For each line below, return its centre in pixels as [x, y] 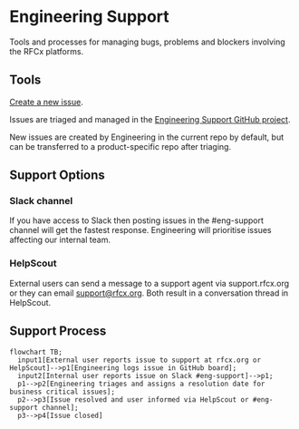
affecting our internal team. [60, 240]
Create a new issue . [46, 102]
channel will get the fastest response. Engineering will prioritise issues [140, 230]
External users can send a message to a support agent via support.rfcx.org [149, 283]
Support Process [58, 331]
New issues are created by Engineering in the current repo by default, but [146, 137]
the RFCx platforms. [47, 51]
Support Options [58, 175]
